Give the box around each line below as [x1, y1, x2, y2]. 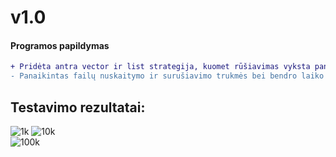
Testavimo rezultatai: [10, 99, 146, 116]
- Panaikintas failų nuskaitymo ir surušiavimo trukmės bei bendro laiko [10, 71, 325, 81]
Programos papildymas [10, 39, 110, 51]
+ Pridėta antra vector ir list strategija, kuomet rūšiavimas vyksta [10, 62, 311, 72]
